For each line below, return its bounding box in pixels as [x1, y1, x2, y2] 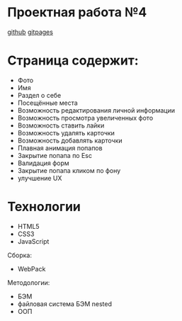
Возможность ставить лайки [17, 121, 105, 130]
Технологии [7, 199, 81, 215]
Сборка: [7, 251, 32, 259]
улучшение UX [17, 174, 62, 182]
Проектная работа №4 [7, 4, 147, 21]
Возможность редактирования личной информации [17, 106, 176, 114]
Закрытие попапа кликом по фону [17, 166, 121, 174]
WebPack [17, 264, 46, 273]
